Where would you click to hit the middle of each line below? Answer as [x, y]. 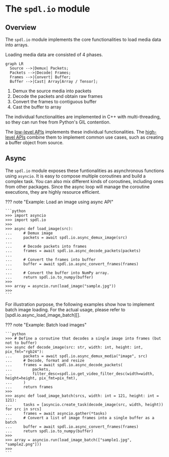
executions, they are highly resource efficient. [53, 192]
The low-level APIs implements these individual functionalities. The [75, 132]
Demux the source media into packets [52, 91]
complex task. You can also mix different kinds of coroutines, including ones [84, 181]
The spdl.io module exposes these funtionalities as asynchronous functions [85, 170]
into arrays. [17, 45]
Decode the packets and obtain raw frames [58, 96]
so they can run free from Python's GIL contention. [58, 122]
